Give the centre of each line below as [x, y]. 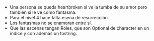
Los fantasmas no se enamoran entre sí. [51, 23]
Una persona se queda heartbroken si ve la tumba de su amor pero [78, 7]
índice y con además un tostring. [43, 33]
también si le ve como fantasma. [43, 12]
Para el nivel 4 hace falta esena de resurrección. [59, 18]
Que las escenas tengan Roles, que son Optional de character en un [79, 28]
